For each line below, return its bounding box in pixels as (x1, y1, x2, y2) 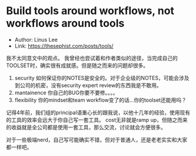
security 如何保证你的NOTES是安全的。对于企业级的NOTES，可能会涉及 (14, 74, 190, 81)
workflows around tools (6, 16, 125, 30)
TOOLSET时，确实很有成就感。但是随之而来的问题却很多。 (6, 62, 149, 69)
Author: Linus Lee (14, 36, 58, 43)
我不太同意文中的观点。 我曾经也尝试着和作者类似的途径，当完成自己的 (6, 54, 178, 61)
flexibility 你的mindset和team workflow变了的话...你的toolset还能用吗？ (14, 96, 187, 104)
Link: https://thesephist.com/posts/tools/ (14, 42, 114, 49)
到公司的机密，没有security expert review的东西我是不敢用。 (14, 81, 162, 89)
